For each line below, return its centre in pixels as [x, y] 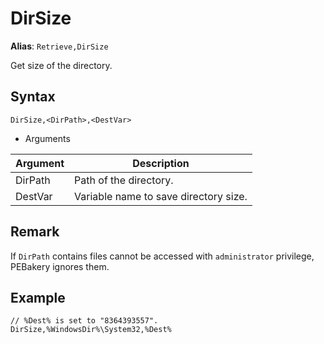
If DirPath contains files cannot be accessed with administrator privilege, [162, 256]
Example [38, 297]
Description [161, 163]
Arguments [47, 138]
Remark [35, 232]
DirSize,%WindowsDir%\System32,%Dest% [91, 330]
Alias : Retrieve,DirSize [59, 46]
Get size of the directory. [61, 65]
